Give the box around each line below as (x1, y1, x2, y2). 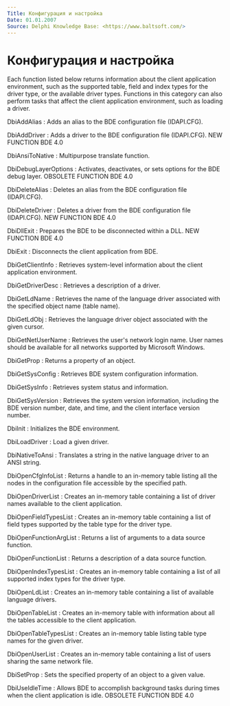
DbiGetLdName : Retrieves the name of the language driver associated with (7, 295, 221, 303)
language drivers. (7, 595, 57, 604)
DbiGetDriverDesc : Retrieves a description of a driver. (7, 281, 161, 289)
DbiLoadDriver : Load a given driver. (7, 438, 109, 446)
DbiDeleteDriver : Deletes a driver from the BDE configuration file (7, 206, 191, 214)
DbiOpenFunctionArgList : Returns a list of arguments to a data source (7, 533, 206, 542)
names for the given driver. (7, 637, 84, 645)
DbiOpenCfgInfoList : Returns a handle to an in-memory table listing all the (7, 472, 218, 480)
